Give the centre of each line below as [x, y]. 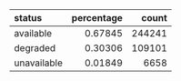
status [28, 18]
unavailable [39, 63]
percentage [97, 18]
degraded [35, 48]
